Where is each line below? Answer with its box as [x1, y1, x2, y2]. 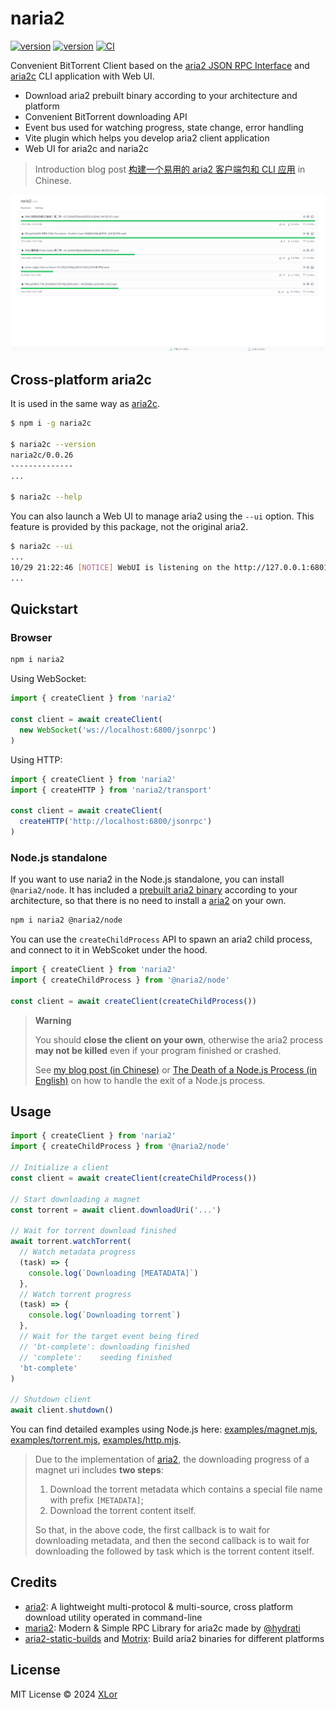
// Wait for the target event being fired [19, 1332, 199, 1342]
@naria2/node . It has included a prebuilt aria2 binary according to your [10, 884, 298, 896]
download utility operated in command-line [24, 1611, 203, 1623]
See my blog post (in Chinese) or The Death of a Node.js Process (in [34, 1063, 317, 1076]
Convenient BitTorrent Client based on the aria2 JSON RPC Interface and [10, 59, 310, 71]
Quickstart [10, 601, 79, 618]
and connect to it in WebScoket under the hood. [10, 944, 208, 956]
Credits [10, 1574, 58, 1591]
